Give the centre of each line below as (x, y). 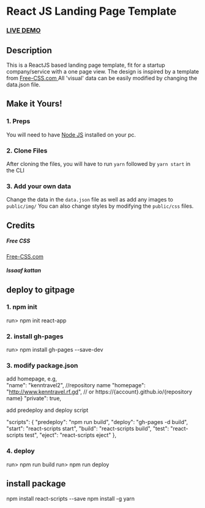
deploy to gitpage (41, 290)
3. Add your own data (39, 186)
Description (29, 50)
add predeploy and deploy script (47, 410)
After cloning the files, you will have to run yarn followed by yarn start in (99, 164)
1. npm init (22, 307)
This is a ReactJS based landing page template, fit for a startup (86, 65)
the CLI (15, 170)
